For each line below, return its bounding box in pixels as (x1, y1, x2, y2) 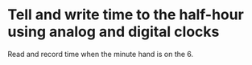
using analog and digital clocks (7, 22, 220, 41)
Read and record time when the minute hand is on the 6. (7, 49, 194, 59)
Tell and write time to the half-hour (7, 6, 245, 24)
